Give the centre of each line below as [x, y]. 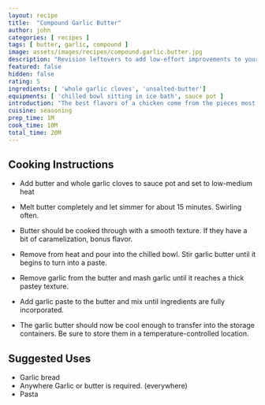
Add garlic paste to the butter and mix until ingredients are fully [122, 302]
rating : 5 [24, 81]
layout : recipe [33, 15]
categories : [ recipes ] [49, 37]
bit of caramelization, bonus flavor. [76, 239]
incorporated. [42, 310]
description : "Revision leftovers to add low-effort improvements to [125, 60]
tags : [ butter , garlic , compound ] [68, 45]
